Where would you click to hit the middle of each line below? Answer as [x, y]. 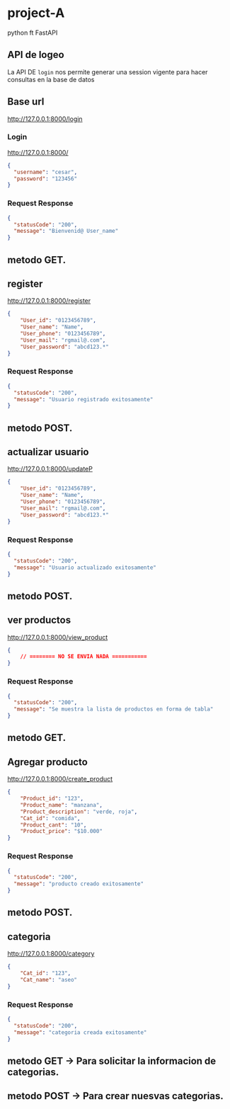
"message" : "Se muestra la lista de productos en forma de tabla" [114, 709]
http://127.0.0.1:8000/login [45, 119]
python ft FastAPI [33, 33]
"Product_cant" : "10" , [53, 825]
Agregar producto [48, 762]
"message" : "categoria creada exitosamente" [80, 1032]
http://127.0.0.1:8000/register [49, 301]
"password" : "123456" [46, 178]
